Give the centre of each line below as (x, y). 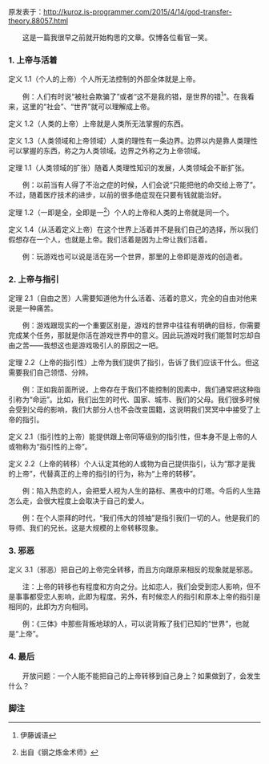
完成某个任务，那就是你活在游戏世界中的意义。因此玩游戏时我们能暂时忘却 (131, 335)
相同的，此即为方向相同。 (50, 607)
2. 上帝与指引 (34, 279)
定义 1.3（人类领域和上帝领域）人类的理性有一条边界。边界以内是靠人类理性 (133, 140)
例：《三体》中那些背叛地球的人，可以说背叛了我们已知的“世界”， (129, 624)
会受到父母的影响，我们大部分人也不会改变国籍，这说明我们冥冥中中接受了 (131, 409)
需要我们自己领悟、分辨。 (50, 372)
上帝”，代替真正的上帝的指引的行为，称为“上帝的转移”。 (107, 473)
